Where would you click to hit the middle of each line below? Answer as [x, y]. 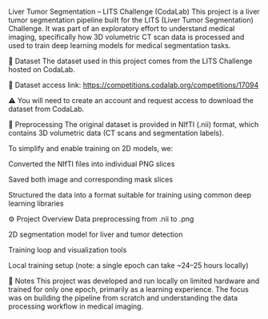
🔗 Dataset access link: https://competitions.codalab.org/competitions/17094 [134, 85]
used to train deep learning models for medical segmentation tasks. [120, 46]
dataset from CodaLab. [46, 109]
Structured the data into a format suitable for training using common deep [130, 195]
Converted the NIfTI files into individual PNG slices [92, 164]
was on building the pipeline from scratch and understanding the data [123, 298]
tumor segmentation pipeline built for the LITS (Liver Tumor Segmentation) [131, 20]
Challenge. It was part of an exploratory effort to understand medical [122, 28]
